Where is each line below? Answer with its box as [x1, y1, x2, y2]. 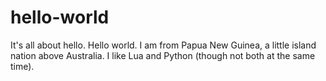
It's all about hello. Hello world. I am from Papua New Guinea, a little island [10, 39, 317, 51]
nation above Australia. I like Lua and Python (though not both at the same [10, 49, 316, 61]
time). [10, 60, 35, 72]
